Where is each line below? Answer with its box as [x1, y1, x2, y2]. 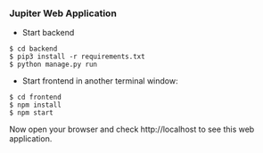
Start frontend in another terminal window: [21, 76, 178, 86]
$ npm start [9, 109, 53, 117]
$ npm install [9, 101, 62, 109]
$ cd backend [9, 44, 58, 53]
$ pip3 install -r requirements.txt [9, 52, 145, 61]
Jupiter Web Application [9, 7, 118, 20]
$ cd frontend [9, 93, 62, 102]
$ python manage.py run [9, 60, 98, 69]
